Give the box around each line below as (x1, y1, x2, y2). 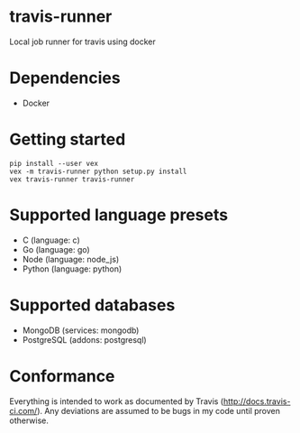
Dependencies (9, 68, 121, 88)
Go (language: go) (22, 244, 90, 254)
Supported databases (9, 295, 176, 315)
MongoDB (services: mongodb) (22, 325, 140, 336)
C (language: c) (22, 235, 80, 245)
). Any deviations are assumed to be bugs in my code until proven (37, 405, 281, 416)
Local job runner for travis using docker (9, 36, 156, 47)
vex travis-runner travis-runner (9, 174, 135, 184)
